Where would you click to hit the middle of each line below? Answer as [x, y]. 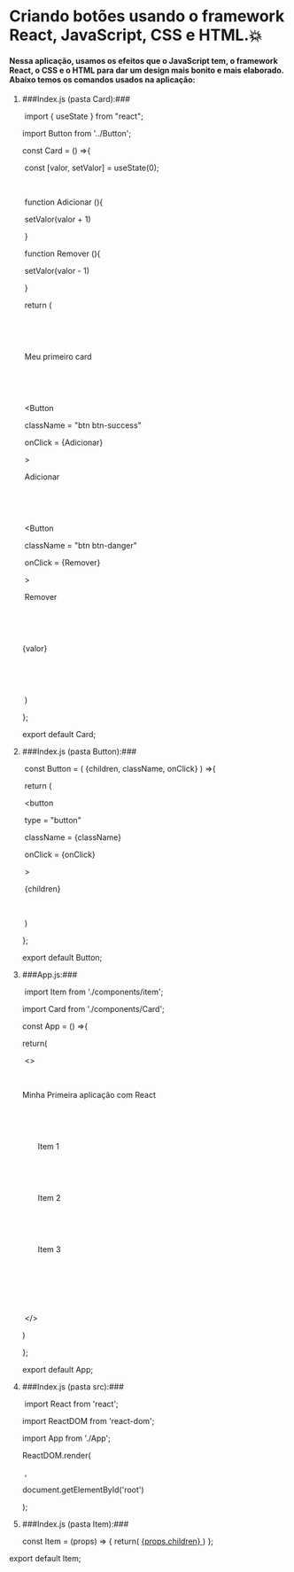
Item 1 [48, 1147]
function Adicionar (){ [64, 202]
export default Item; [45, 1559]
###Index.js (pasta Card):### [76, 99]
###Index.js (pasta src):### [73, 1387]
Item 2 [49, 1198]
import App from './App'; [66, 1438]
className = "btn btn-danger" [81, 546]
